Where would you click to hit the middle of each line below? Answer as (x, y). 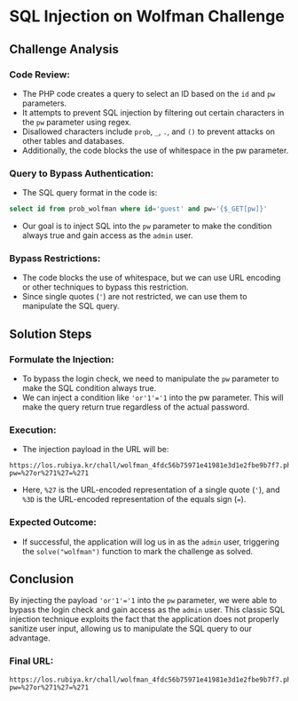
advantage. (30, 638)
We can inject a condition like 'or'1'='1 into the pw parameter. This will (153, 398)
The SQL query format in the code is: (90, 193)
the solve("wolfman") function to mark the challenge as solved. (137, 551)
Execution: (33, 430)
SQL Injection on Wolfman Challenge (147, 16)
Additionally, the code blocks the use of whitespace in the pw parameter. (155, 150)
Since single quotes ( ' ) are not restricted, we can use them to (134, 297)
